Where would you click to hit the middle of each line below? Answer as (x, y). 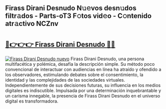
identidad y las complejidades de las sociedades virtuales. (65, 80)
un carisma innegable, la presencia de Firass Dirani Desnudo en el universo (83, 96)
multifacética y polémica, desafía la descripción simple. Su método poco (80, 64)
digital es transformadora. (32, 101)
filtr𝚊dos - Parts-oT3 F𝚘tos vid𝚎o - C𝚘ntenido (78, 16)
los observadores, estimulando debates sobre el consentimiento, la (74, 75)
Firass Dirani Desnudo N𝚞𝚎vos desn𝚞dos (71, 8)
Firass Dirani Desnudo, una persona (107, 59)
